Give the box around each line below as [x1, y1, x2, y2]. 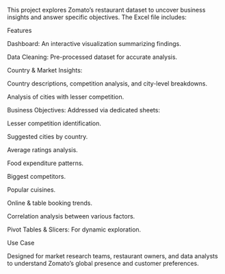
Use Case [7, 239, 35, 247]
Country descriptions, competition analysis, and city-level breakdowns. [7, 79, 207, 88]
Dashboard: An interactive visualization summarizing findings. [7, 40, 181, 47]
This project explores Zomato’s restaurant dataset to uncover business [7, 6, 206, 14]
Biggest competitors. [7, 173, 66, 180]
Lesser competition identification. [7, 119, 101, 127]
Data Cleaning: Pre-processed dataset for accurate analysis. [7, 53, 178, 61]
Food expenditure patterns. [7, 159, 84, 167]
